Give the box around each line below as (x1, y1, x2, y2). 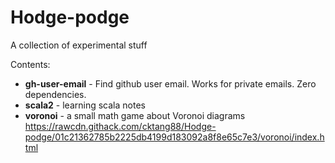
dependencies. (24, 88, 87, 100)
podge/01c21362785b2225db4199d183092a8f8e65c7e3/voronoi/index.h (24, 131, 325, 143)
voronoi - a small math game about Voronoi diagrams (24, 109, 246, 121)
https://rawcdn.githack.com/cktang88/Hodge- (24, 120, 217, 132)
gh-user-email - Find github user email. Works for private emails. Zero (24, 77, 317, 90)
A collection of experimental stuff (10, 39, 148, 51)
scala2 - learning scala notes (24, 99, 146, 111)
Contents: (10, 58, 51, 70)
